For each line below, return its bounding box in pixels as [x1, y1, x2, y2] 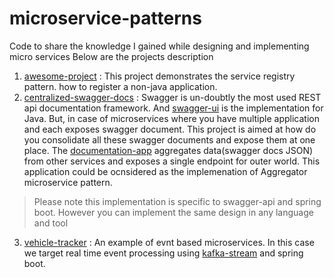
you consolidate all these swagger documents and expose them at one [23, 133, 316, 146]
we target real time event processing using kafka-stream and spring [23, 247, 304, 259]
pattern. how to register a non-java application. [23, 80, 218, 92]
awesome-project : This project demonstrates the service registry [23, 70, 296, 82]
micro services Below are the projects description [9, 50, 214, 62]
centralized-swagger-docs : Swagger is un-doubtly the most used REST [23, 91, 322, 103]
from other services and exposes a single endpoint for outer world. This [23, 155, 321, 167]
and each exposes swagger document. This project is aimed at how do [23, 123, 317, 135]
